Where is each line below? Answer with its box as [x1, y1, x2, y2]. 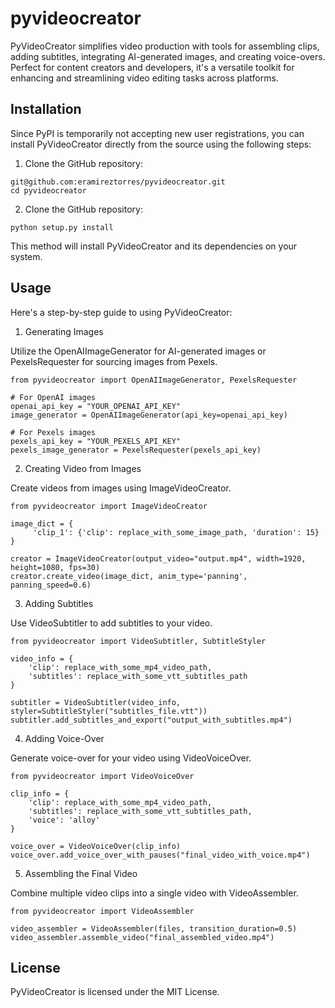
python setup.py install [10, 222, 114, 232]
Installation [10, 101, 82, 118]
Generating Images [24, 325, 104, 337]
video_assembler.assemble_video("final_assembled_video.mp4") [10, 932, 275, 942]
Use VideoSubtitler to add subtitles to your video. [10, 617, 213, 629]
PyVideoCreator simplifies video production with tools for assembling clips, [10, 40, 320, 52]
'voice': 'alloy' [28, 815, 101, 825]
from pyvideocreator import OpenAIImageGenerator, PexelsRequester [10, 375, 298, 385]
